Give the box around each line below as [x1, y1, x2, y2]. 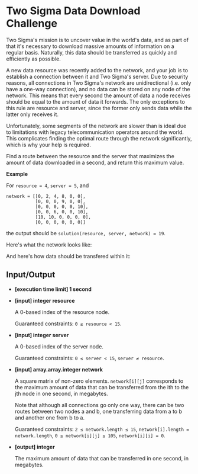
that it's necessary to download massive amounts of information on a [6, 43, 174, 50]
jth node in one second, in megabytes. [14, 390, 108, 397]
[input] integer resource [14, 297, 75, 304]
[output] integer [14, 443, 55, 450]
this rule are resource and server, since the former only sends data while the [6, 104, 192, 111]
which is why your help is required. [6, 141, 92, 148]
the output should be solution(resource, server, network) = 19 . [6, 229, 165, 236]
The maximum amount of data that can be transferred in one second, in [14, 454, 189, 462]
